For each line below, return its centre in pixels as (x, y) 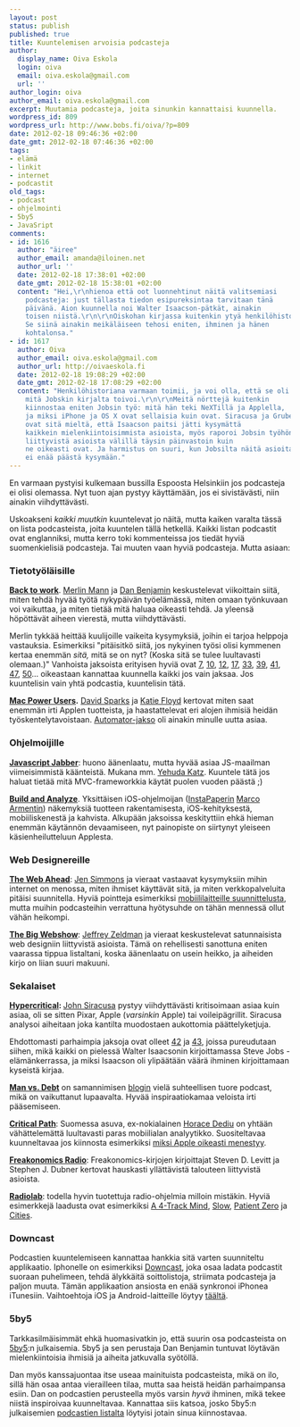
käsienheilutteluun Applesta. (61, 837)
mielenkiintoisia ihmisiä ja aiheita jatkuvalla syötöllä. (104, 1357)
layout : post (33, 17)
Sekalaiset (33, 986)
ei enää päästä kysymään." (75, 458)
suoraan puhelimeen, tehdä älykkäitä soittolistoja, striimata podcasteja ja (143, 1277)
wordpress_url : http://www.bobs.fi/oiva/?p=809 (100, 126)
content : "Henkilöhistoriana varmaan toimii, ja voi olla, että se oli (154, 391)
